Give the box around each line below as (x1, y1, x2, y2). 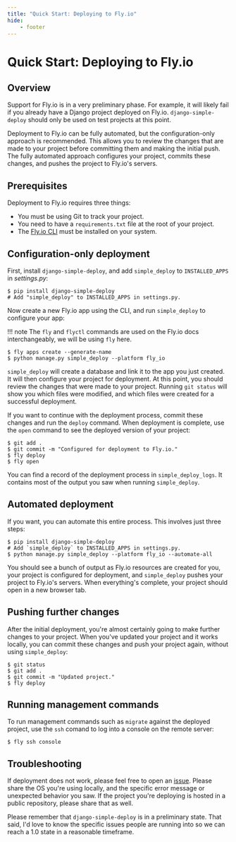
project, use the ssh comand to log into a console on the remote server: (7, 725, 214, 733)
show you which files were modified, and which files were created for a (7, 390, 215, 398)
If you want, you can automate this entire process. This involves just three (7, 517, 222, 526)
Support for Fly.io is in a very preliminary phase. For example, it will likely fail (7, 100, 229, 109)
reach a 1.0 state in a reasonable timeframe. (7, 828, 135, 836)
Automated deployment (7, 499, 114, 511)
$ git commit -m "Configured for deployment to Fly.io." (7, 446, 178, 453)
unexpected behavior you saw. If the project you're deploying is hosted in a (7, 792, 226, 800)
